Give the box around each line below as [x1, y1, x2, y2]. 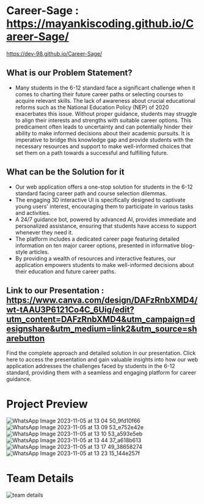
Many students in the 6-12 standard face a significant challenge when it [15, 84, 195, 91]
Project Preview [6, 397, 89, 411]
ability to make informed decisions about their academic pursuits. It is [15, 129, 191, 137]
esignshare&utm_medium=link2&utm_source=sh [6, 323, 197, 334]
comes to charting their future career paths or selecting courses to [15, 90, 183, 98]
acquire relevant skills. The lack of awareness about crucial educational [15, 97, 195, 104]
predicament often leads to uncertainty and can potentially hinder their [15, 123, 194, 130]
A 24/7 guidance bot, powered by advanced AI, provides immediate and [15, 216, 197, 223]
